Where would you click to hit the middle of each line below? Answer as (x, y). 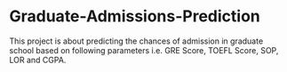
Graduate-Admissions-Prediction (135, 16)
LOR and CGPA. (38, 60)
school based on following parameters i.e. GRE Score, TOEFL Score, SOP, (144, 50)
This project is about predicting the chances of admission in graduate (136, 41)
